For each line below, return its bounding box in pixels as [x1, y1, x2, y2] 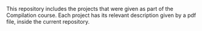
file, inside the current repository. [6, 18, 90, 25]
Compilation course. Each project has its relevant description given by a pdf [6, 12, 197, 19]
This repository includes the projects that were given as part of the [6, 5, 173, 12]
